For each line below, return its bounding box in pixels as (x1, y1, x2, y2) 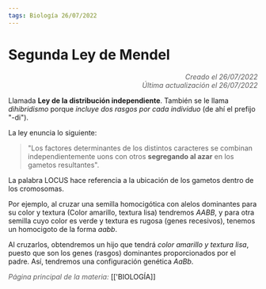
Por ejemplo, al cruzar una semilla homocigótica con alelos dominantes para (8, 199, 257, 208)
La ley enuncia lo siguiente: (8, 127, 97, 137)
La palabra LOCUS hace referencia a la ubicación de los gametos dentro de (8, 175, 254, 184)
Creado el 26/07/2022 (184, 72, 258, 82)
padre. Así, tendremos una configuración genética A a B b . (8, 257, 194, 266)
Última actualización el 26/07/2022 (142, 80, 258, 89)
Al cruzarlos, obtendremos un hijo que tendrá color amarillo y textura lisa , (8, 239, 249, 249)
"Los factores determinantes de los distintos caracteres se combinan (27, 143, 253, 153)
